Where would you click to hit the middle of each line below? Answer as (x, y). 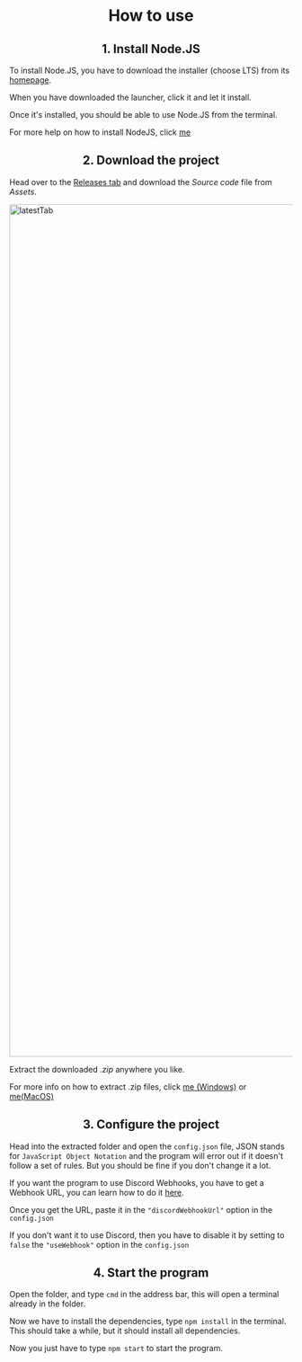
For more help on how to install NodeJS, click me (100, 132)
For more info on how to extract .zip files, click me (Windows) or (128, 1086)
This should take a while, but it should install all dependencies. (125, 1331)
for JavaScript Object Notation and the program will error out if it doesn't (147, 1155)
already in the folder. (48, 1304)
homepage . (31, 80)
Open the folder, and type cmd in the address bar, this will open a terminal (144, 1295)
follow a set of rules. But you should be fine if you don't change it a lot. (140, 1165)
